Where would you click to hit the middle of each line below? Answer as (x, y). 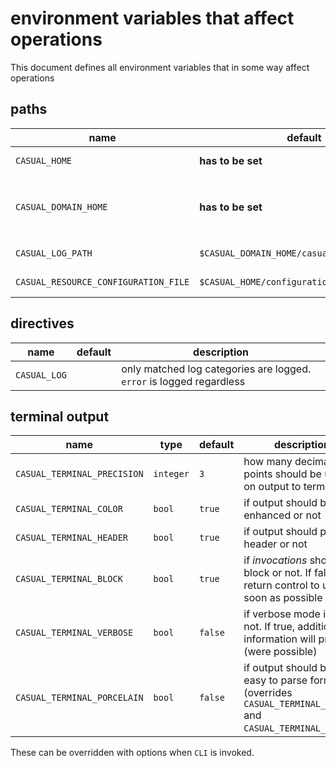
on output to (272, 487)
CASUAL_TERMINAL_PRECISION (79, 474)
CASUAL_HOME (44, 160)
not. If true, (269, 627)
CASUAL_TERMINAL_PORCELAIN (79, 698)
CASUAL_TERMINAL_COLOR (69, 509)
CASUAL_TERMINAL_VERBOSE (74, 633)
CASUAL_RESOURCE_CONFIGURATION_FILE (102, 281)
